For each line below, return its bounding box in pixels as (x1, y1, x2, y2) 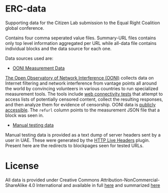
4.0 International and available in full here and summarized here (28, 182, 160, 188)
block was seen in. (5, 112, 44, 118)
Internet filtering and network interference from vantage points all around (5, 80, 157, 86)
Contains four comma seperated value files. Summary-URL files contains (5, 35, 156, 41)
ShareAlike (5, 182, 28, 188)
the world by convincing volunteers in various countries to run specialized (5, 85, 158, 91)
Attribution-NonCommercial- (100, 177, 160, 183)
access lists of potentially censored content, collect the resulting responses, (5, 96, 163, 102)
